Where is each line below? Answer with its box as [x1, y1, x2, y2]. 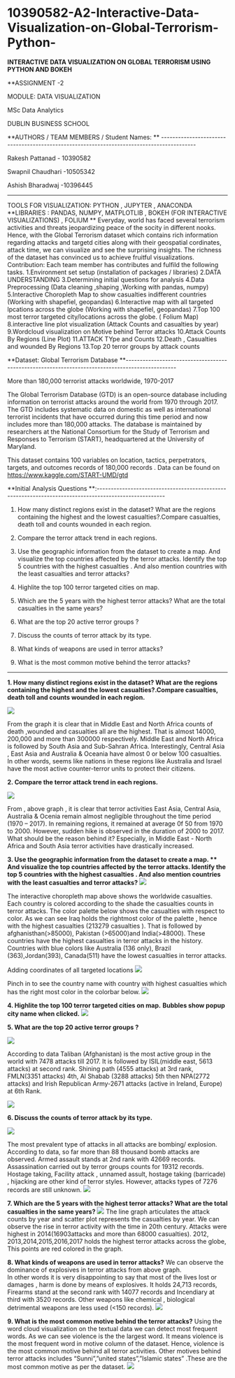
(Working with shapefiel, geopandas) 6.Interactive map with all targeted [7, 297, 213, 306]
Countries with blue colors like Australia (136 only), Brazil [7, 944, 171, 952]
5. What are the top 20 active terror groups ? [7, 1023, 139, 1031]
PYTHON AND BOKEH [7, 65, 72, 73]
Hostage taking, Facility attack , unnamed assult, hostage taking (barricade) [7, 1170, 226, 1178]
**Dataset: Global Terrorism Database [7, 355, 118, 364]
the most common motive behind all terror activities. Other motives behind [7, 1347, 222, 1355]
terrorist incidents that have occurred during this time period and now [7, 412, 208, 421]
